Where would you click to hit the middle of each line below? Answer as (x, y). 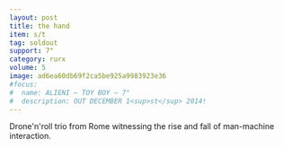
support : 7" (31, 51)
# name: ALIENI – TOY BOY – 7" (70, 92)
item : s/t (28, 34)
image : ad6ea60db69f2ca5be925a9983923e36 (88, 76)
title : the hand (40, 26)
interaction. (31, 136)
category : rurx (38, 59)
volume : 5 (28, 68)
